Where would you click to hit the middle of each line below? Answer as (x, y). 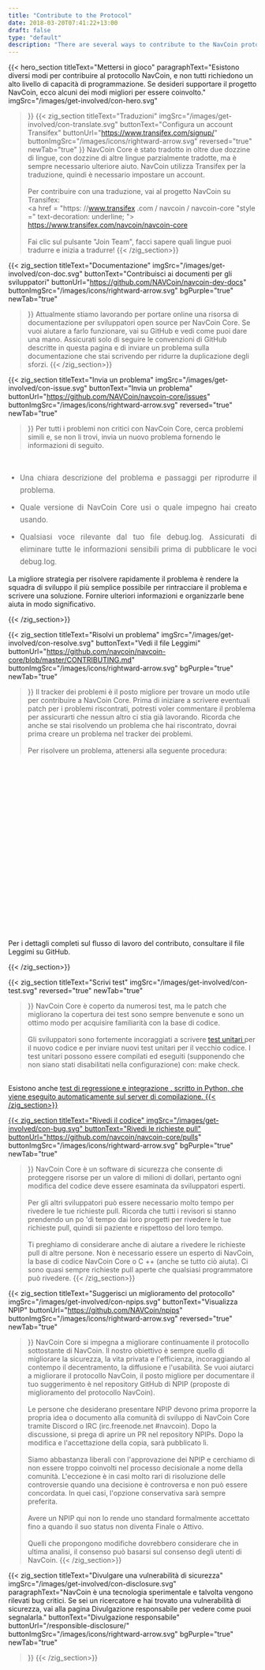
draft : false (30, 30)
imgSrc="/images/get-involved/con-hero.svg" (83, 101)
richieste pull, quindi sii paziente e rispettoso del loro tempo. (125, 1228)
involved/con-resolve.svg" (51, 643)
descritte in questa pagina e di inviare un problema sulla (118, 348)
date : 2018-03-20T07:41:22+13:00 (63, 23)
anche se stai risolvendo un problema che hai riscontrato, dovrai (132, 726)
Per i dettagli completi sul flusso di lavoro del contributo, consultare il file (126, 943)
